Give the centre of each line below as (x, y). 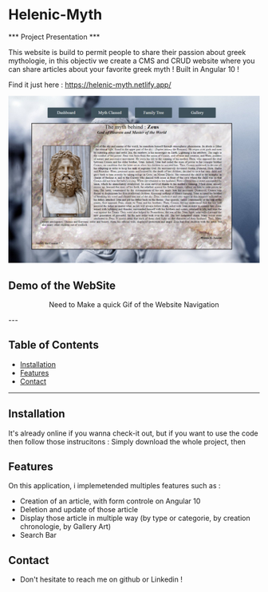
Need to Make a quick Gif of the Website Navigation (134, 304)
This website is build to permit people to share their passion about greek (127, 52)
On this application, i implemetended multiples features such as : (114, 486)
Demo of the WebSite (62, 285)
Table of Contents (54, 345)
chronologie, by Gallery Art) (65, 527)
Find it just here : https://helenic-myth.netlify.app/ (90, 85)
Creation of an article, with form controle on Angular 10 (110, 501)
